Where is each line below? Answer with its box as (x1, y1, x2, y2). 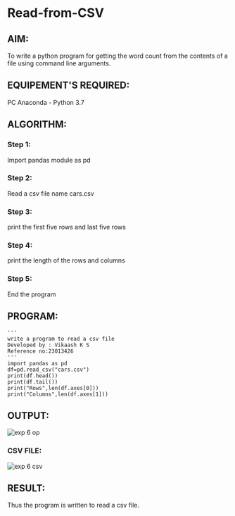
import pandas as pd (7, 360, 68, 367)
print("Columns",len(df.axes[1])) (7, 391, 109, 398)
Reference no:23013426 (7, 347, 74, 355)
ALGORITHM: (7, 118, 67, 131)
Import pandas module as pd (7, 156, 91, 164)
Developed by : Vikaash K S (7, 341, 90, 348)
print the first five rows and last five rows (7, 223, 127, 232)
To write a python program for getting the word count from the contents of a (7, 51, 229, 60)
